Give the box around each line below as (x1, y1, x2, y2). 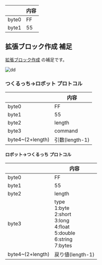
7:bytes (54, 242, 72, 249)
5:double (54, 229, 76, 236)
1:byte (54, 204, 70, 211)
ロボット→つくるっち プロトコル (5, 151, 72, 157)
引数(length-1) (54, 136, 90, 143)
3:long (54, 217, 70, 224)
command (54, 127, 78, 134)
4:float (54, 223, 70, 230)
